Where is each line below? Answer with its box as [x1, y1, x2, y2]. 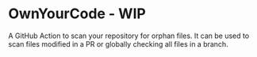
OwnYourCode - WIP [8, 5, 147, 23]
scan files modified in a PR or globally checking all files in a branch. [8, 39, 228, 48]
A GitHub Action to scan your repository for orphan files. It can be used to [8, 31, 250, 40]
